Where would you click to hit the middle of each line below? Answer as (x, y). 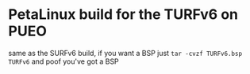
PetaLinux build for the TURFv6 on (123, 15)
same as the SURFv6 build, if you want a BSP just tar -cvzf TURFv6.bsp (125, 53)
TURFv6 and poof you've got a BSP (63, 61)
